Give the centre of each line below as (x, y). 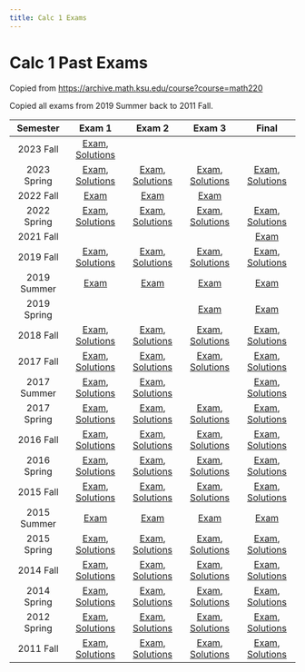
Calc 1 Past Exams (79, 62)
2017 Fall (38, 361)
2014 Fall (38, 570)
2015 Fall (38, 491)
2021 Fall (38, 236)
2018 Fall (38, 335)
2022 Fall (38, 195)
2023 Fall (38, 149)
